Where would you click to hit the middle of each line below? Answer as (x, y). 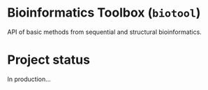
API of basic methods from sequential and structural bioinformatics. (105, 32)
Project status (49, 60)
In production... (29, 79)
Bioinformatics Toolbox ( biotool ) (104, 13)
